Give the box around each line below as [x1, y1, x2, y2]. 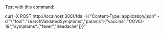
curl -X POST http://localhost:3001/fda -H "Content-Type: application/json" [5, 13, 157, 19]
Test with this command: [5, 4, 55, 10]
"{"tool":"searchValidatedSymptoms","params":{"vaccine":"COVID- [9, 19, 144, 24]
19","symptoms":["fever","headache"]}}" [5, 23, 86, 29]
